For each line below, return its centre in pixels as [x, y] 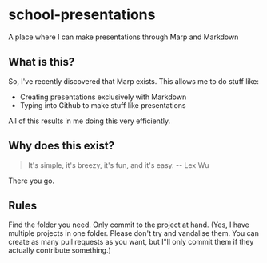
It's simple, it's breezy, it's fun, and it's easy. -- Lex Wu [118, 165]
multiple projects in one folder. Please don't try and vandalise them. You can [134, 233]
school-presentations [82, 15]
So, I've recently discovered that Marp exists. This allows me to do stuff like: [134, 81]
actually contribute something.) [60, 250]
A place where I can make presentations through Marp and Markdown [124, 37]
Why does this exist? [61, 146]
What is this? [42, 62]
